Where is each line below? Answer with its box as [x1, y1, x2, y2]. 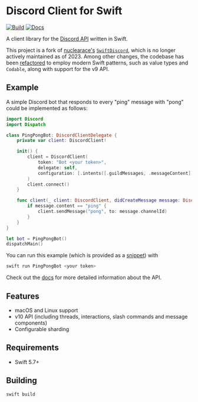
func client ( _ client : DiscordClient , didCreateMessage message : [16, 197, 181, 203]
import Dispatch [6, 121, 46, 128]
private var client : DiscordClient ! [16, 138, 107, 144]
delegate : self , [37, 164, 78, 171]
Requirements [6, 343, 59, 353]
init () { [16, 148, 38, 154]
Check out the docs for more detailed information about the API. [6, 274, 162, 281]
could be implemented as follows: [6, 105, 88, 112]
